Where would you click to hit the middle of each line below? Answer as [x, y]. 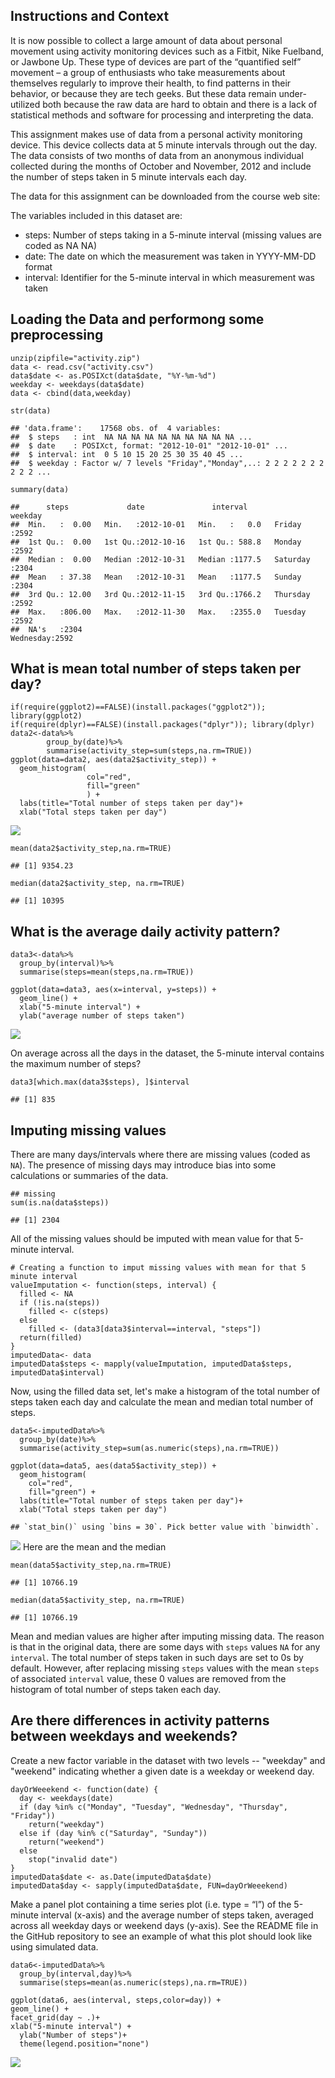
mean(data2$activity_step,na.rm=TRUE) [91, 849]
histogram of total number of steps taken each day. [116, 1690]
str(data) [31, 410]
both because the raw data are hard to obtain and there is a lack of [180, 104]
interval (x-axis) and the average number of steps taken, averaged [177, 1915]
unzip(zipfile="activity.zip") [75, 358]
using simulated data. [54, 1946]
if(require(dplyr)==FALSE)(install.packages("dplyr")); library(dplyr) [162, 725]
